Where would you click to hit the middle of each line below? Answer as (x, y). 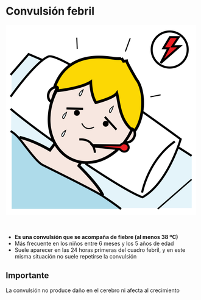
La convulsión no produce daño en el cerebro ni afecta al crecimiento (93, 290)
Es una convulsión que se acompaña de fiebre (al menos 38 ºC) (96, 237)
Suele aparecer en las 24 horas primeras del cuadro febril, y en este (100, 250)
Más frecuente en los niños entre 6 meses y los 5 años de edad (94, 243)
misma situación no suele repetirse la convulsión (76, 256)
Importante (27, 276)
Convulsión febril (50, 11)
